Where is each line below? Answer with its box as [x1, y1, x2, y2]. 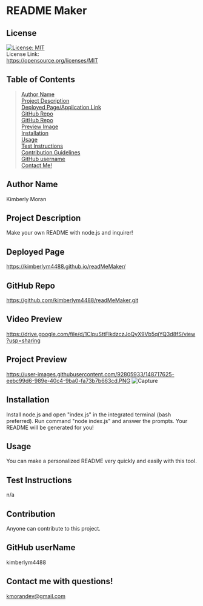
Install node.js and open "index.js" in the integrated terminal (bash [6, 411, 171, 418]
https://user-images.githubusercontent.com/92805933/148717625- [6, 370, 175, 377]
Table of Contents [6, 74, 76, 85]
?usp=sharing [6, 337, 41, 344]
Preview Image [21, 123, 59, 130]
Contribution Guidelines [21, 148, 81, 156]
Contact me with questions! [6, 576, 113, 587]
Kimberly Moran [6, 195, 47, 202]
